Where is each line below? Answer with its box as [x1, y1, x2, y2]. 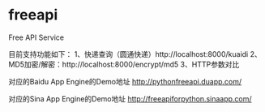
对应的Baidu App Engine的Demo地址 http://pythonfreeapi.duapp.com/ [8, 76, 242, 86]
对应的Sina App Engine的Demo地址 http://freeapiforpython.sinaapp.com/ [8, 93, 253, 103]
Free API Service [8, 32, 65, 42]
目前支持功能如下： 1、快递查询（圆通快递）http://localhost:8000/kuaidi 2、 [8, 49, 262, 58]
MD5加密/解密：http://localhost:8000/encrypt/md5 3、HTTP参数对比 [8, 59, 240, 69]
